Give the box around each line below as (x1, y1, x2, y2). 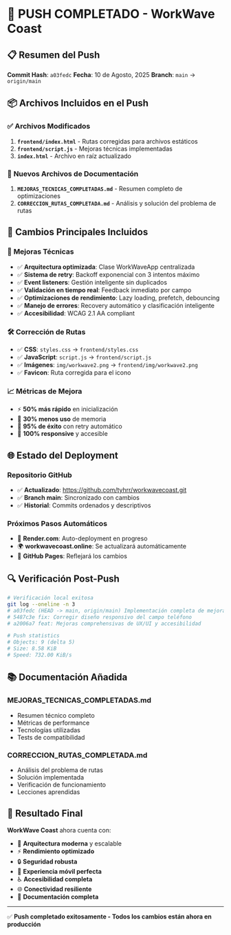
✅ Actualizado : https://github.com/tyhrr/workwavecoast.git (16, 485, 187, 494)
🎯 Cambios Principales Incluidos (7, 226, 148, 238)
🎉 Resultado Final (7, 808, 83, 819)
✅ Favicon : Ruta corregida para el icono (16, 368, 131, 377)
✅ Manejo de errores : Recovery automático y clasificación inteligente (16, 301, 215, 309)
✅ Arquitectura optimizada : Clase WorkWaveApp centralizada (16, 263, 195, 271)
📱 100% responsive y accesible (16, 430, 108, 438)
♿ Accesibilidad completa (16, 874, 93, 883)
